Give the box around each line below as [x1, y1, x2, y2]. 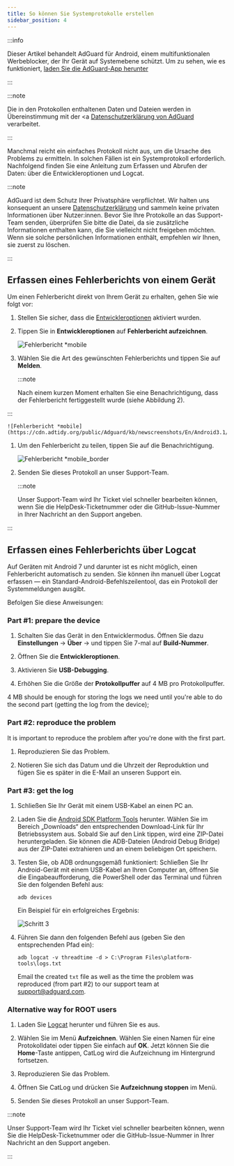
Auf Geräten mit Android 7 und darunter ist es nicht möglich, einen [7, 562, 198, 571]
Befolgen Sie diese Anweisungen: [7, 598, 104, 607]
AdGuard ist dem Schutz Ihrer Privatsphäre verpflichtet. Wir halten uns [7, 196, 210, 204]
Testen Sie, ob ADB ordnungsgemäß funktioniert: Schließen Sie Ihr [17, 858, 209, 867]
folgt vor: [7, 300, 33, 308]
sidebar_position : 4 [7, 17, 68, 24]
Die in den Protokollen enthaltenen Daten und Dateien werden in [7, 105, 192, 113]
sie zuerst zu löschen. [7, 240, 71, 248]
